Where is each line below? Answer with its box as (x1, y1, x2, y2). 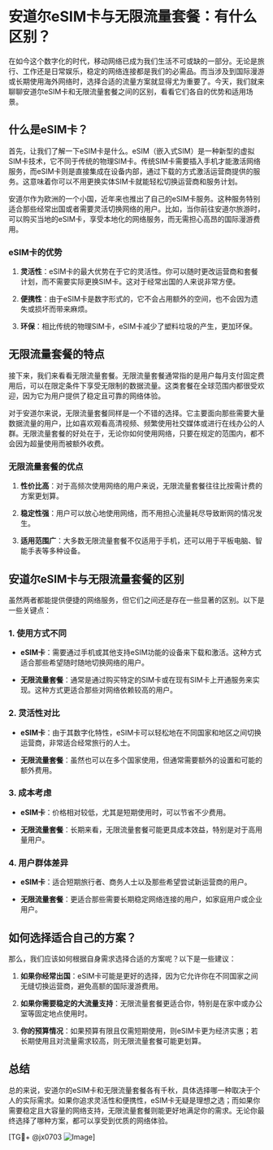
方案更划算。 (19, 491, 63, 501)
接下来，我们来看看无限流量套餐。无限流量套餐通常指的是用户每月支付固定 (8, 371, 258, 380)
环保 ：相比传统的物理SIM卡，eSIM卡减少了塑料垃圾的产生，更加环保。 (19, 322, 258, 332)
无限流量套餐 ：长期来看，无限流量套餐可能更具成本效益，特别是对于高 (19, 824, 256, 834)
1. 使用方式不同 (8, 627, 67, 639)
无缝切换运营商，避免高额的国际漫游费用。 (19, 981, 163, 991)
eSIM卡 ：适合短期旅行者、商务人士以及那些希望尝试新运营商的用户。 (19, 877, 252, 887)
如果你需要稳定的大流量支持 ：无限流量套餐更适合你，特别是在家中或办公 (19, 998, 262, 1008)
